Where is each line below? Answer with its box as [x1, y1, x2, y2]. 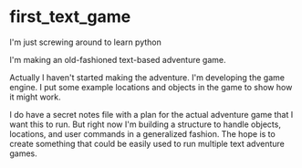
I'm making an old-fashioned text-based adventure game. [9, 54, 226, 65]
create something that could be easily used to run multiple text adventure [9, 138, 286, 149]
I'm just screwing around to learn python [9, 37, 161, 47]
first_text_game [9, 6, 131, 27]
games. [9, 148, 38, 159]
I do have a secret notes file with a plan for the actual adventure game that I [9, 109, 294, 120]
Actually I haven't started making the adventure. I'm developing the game [9, 71, 286, 83]
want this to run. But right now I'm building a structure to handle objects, [9, 119, 281, 130]
